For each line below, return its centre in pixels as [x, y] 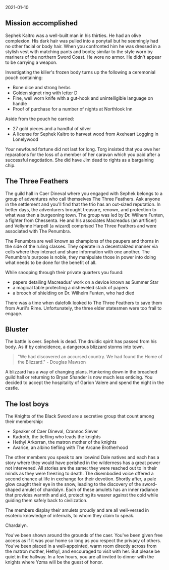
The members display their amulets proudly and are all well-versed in [77, 510]
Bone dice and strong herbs [41, 87]
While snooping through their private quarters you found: [64, 272]
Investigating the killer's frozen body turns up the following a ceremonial [80, 72]
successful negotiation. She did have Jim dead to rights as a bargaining [79, 160]
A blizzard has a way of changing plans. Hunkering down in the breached [81, 372]
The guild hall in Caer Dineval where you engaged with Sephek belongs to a [84, 193]
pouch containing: [24, 78]
